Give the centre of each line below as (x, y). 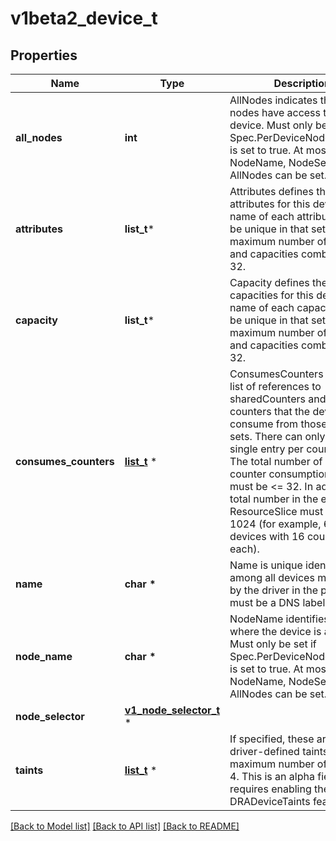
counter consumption (280, 474)
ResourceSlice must (276, 511)
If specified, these (272, 739)
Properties (44, 55)
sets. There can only (277, 436)
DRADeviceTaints (270, 801)
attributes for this (270, 204)
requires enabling (270, 789)
